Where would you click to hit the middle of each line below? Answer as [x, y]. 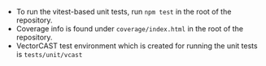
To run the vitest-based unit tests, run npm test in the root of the [124, 12]
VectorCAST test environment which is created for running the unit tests [137, 46]
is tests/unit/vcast [49, 54]
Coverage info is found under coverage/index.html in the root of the [130, 29]
